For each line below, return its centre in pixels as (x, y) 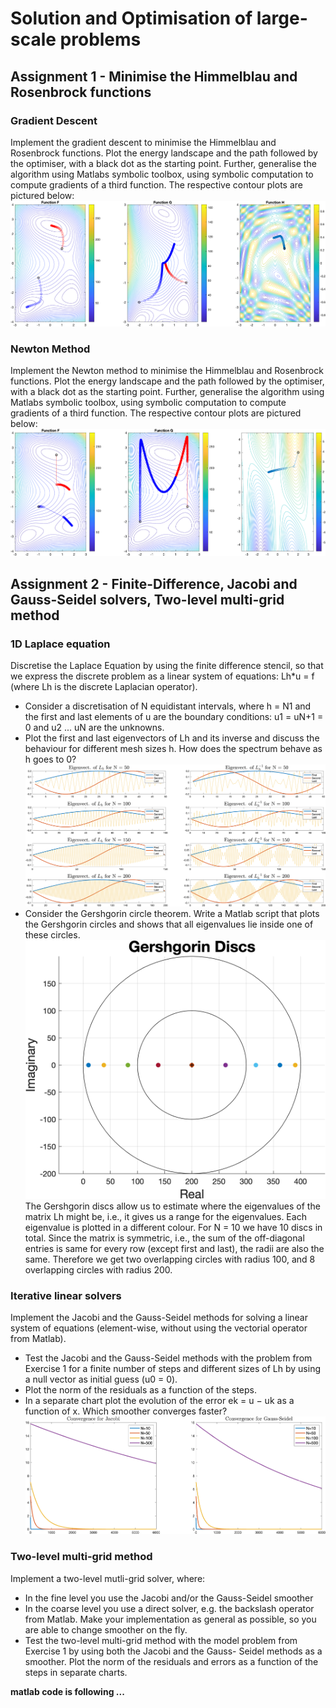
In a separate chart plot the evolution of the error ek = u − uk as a (159, 1401)
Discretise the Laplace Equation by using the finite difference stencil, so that (167, 666)
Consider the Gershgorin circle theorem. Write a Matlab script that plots (172, 913)
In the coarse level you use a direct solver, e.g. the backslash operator (169, 1608)
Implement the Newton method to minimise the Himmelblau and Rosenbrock (167, 371)
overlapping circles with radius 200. (98, 1270)
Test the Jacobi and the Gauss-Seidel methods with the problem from (168, 1358)
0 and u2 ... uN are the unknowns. (94, 728)
